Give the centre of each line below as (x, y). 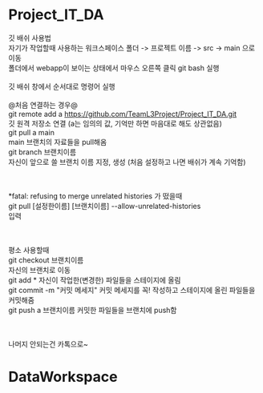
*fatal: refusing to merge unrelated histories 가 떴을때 (95, 196)
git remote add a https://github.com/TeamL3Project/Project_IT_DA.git (123, 114)
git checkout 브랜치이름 (46, 260)
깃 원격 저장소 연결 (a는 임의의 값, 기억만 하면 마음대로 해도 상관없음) (115, 123)
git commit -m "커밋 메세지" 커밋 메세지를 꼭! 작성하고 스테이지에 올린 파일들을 (132, 290)
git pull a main (31, 132)
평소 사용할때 (29, 250)
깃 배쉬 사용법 (30, 38)
